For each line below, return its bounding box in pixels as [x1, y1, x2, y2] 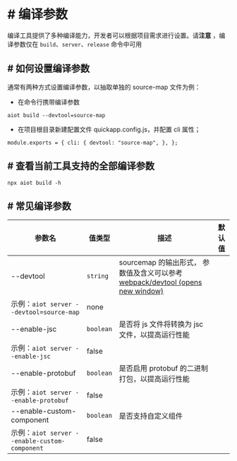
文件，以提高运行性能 [119, 330, 190, 340]
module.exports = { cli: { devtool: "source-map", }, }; [7, 139, 178, 146]
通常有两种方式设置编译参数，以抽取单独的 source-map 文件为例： [7, 83, 201, 91]
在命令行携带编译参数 [17, 97, 80, 106]
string [87, 273, 109, 280]
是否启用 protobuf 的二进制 [119, 364, 208, 373]
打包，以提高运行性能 [119, 374, 190, 384]
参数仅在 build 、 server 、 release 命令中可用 [13, 40, 142, 48]
